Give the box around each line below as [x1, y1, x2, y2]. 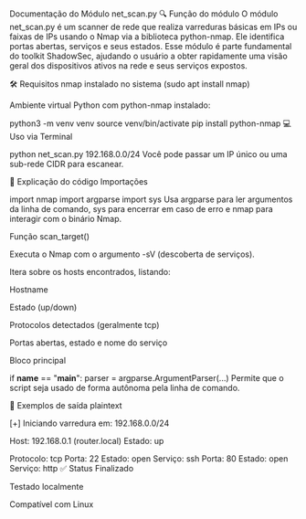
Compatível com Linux [9, 499, 94, 510]
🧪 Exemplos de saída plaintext [9, 400, 122, 410]
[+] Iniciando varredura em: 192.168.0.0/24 [9, 418, 170, 429]
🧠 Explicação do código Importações [9, 176, 148, 186]
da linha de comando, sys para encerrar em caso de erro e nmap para [9, 204, 274, 214]
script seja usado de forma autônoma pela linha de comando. [9, 383, 240, 393]
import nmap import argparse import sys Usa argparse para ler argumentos [9, 194, 293, 205]
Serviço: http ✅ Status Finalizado [9, 463, 134, 473]
